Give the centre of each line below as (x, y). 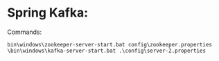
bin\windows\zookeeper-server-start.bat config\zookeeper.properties (110, 44)
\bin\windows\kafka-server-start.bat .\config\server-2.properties (107, 51)
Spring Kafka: (48, 13)
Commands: (25, 32)
